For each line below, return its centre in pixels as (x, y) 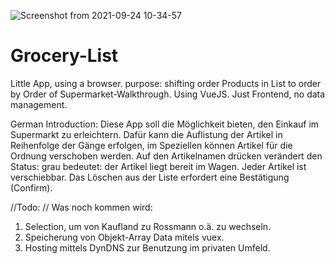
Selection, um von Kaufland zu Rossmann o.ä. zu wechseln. (148, 226)
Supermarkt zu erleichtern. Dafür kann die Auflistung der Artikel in (146, 134)
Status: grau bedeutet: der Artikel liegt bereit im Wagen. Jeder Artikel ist (158, 166)
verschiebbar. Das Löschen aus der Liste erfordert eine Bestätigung (150, 177)
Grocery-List (64, 56)
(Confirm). (31, 187)
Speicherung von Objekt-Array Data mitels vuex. (124, 237)
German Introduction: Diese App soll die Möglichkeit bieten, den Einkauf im (165, 124)
